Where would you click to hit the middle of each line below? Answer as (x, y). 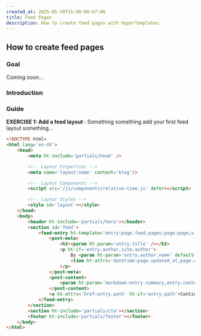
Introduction (25, 92)
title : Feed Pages (29, 17)
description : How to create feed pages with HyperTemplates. (84, 23)
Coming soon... (25, 77)
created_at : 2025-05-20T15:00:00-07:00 (56, 12)
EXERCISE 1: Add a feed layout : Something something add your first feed (97, 122)
